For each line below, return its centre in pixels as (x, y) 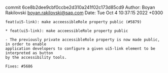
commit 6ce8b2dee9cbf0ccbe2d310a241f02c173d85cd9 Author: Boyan (80, 7)
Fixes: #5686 (19, 66)
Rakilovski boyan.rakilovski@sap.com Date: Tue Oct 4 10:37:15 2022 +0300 (84, 13)
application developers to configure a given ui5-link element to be (80, 49)
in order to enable (26, 44)
